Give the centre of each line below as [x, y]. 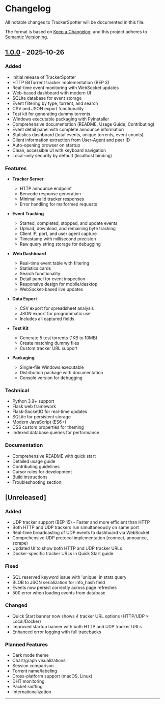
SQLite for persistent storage [41, 417]
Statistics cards [35, 268]
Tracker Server [28, 179]
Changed [16, 605]
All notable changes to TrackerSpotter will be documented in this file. [75, 22]
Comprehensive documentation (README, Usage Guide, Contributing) [83, 124]
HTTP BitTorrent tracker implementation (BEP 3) [61, 82]
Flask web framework [34, 407]
